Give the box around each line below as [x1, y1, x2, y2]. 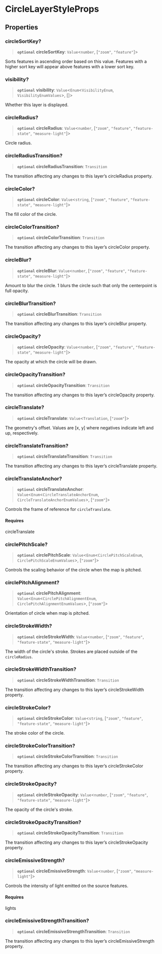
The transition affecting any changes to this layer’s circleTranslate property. [5, 463, 158, 469]
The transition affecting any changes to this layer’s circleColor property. [5, 244, 150, 250]
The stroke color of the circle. [5, 730, 65, 736]
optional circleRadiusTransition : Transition [17, 163, 108, 169]
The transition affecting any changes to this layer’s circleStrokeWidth [5, 686, 144, 692]
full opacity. [5, 288, 29, 294]
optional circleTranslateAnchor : [17, 486, 84, 492]
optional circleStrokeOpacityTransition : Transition [17, 830, 124, 836]
